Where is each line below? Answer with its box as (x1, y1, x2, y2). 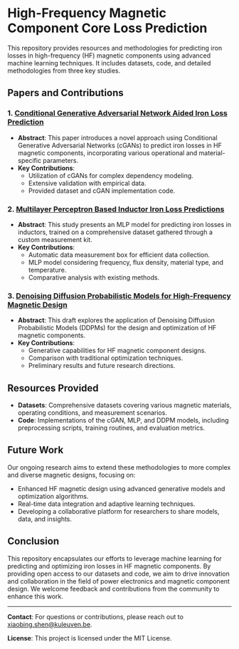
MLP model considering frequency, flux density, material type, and (28, 258, 224, 266)
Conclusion (7, 535, 60, 547)
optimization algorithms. (17, 492, 89, 500)
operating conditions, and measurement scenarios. (17, 408, 167, 417)
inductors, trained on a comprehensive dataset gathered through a (17, 228, 213, 236)
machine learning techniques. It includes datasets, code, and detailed (7, 58, 211, 67)
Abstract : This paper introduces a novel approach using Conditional (17, 133, 218, 142)
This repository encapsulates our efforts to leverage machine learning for (7, 554, 222, 563)
